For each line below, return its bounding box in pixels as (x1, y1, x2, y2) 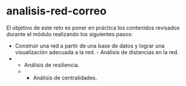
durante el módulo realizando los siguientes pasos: (6, 30, 133, 37)
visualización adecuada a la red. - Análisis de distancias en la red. (14, 48, 179, 55)
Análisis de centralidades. (33, 74, 98, 81)
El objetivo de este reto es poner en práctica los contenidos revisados (6, 24, 180, 31)
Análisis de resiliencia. (24, 61, 80, 69)
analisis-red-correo (6, 4, 107, 18)
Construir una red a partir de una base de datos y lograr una (14, 42, 165, 49)
